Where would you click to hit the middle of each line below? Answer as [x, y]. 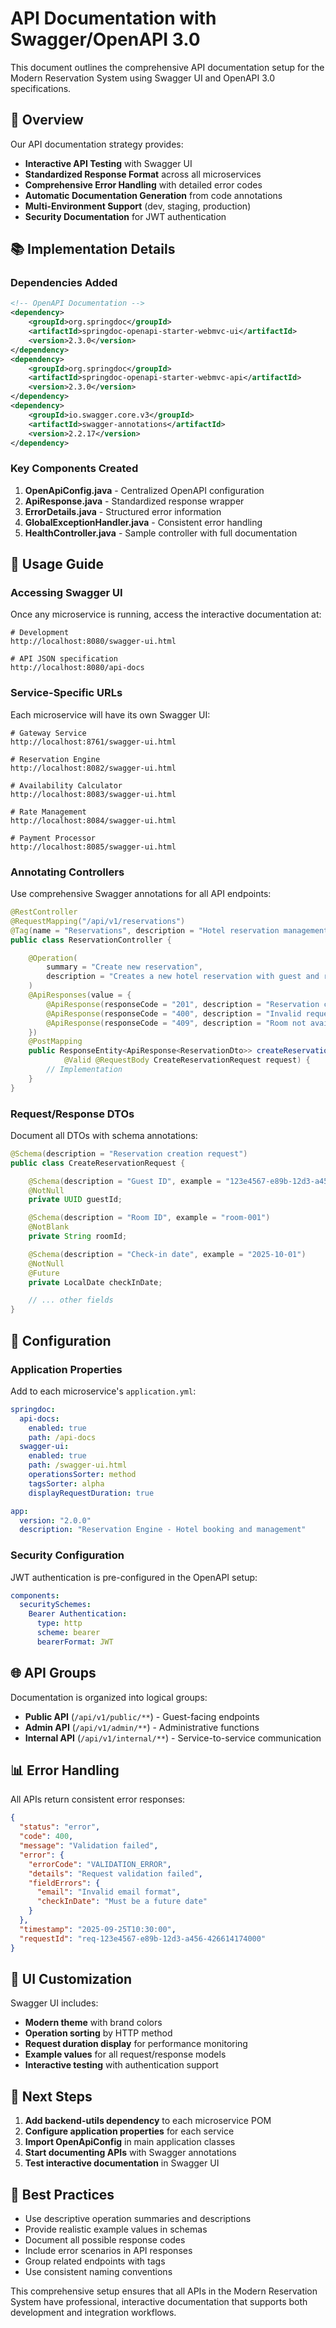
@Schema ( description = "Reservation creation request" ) [129, 1153]
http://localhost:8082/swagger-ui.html [93, 768]
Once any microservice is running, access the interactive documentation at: [166, 614]
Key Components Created [74, 469]
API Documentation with [113, 18]
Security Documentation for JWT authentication [125, 216]
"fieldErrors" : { [64, 1883]
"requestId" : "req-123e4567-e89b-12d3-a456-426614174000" [143, 1938]
